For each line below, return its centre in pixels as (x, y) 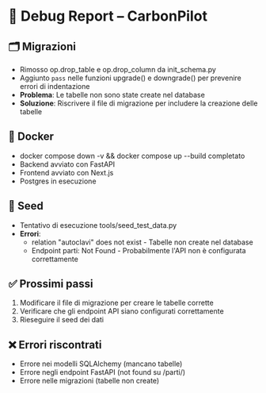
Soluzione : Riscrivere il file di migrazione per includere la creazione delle (139, 103)
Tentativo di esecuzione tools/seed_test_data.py (98, 225)
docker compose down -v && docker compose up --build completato (132, 156)
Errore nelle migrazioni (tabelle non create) (89, 381)
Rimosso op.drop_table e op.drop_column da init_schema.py (118, 69)
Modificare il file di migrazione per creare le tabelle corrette (116, 303)
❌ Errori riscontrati (55, 345)
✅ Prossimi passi (51, 284)
